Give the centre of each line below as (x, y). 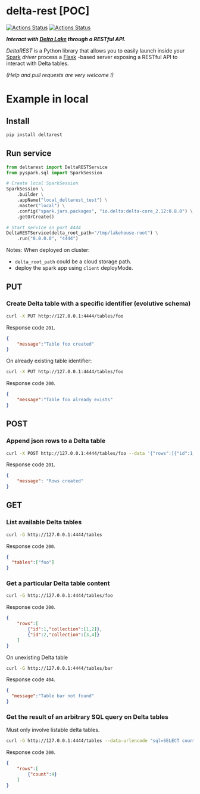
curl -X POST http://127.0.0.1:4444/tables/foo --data (76, 453)
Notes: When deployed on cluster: (48, 250)
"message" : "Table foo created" (56, 344)
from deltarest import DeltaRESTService (57, 167)
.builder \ (30, 195)
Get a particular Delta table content (58, 583)
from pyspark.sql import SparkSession (54, 173)
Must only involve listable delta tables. (53, 730)
